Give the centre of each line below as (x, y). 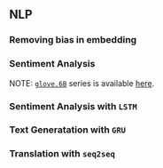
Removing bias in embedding (73, 40)
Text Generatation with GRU (68, 130)
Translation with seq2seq (62, 154)
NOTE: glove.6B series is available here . (82, 83)
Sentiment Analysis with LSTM (73, 106)
